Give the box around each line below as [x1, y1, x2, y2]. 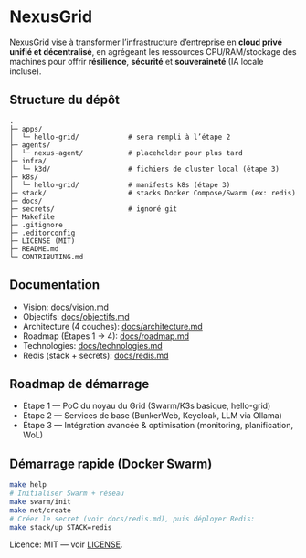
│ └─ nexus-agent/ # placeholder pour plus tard [9, 148, 244, 157]
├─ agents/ [9, 140, 51, 150]
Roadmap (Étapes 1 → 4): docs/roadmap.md [22, 331, 190, 342]
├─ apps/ [9, 124, 43, 133]
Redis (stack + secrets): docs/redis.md [22, 350, 169, 361]
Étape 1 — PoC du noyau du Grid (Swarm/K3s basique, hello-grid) [22, 400, 271, 412]
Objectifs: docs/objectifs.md [22, 311, 130, 321]
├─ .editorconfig [9, 228, 76, 237]
